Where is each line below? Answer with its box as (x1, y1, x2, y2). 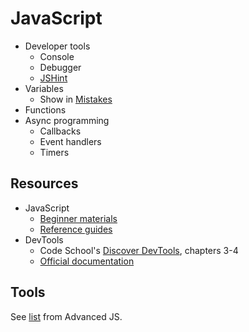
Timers (39, 146, 70, 158)
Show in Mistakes (39, 93, 113, 105)
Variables (24, 82, 64, 94)
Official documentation (39, 255, 135, 267)
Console (39, 50, 75, 62)
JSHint (39, 72, 68, 84)
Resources (10, 175, 79, 192)
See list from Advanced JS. (10, 310, 123, 322)
